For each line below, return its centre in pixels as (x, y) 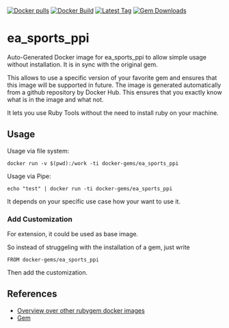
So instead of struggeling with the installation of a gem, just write (98, 247)
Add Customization (40, 219)
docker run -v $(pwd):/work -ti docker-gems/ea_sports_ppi (93, 163)
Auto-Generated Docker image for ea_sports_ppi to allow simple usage (107, 57)
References (32, 294)
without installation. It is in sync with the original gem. (83, 64)
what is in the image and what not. (55, 99)
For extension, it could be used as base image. (73, 234)
